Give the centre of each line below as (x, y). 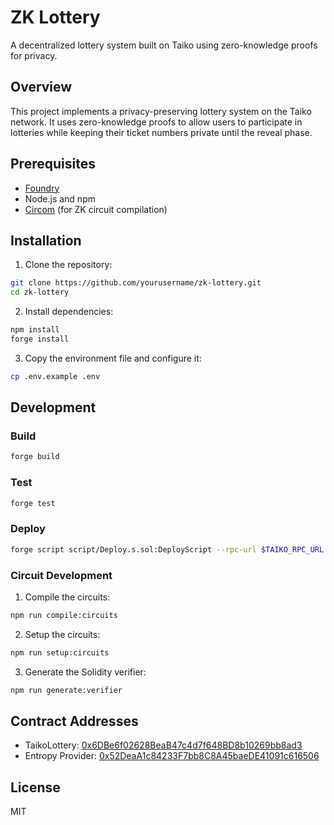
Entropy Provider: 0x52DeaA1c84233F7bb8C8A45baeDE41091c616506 (172, 756)
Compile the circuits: (67, 597)
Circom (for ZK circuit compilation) (96, 209)
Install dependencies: (69, 312)
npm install (35, 330)
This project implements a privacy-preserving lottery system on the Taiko (161, 111)
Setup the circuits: (62, 634)
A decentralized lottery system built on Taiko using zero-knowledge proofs (164, 45)
